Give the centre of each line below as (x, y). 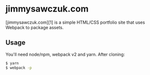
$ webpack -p (19, 68)
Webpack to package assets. (35, 27)
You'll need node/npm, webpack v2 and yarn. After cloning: (65, 54)
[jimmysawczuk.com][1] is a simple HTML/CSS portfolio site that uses (75, 22)
